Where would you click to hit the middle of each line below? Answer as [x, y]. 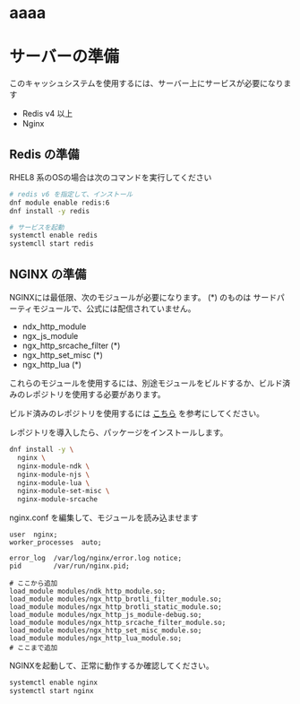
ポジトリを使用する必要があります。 [99, 394]
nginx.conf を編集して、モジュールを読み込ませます [104, 517]
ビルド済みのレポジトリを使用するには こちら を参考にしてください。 [137, 413]
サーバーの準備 [64, 57]
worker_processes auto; [56, 543]
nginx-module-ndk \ [54, 466]
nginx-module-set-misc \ [64, 491]
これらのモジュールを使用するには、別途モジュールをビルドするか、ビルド [146, 383]
